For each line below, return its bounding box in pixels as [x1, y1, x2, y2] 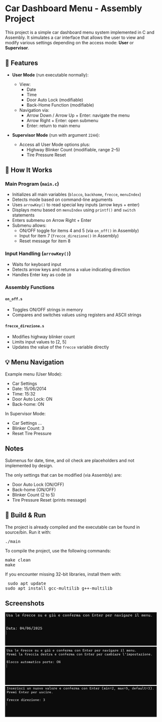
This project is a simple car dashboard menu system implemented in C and [5, 29, 154, 35]
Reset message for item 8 [19, 238, 71, 244]
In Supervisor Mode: [5, 411, 46, 416]
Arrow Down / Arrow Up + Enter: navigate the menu [26, 112, 130, 118]
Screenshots [5, 599, 45, 607]
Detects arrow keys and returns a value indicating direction [12, 266, 130, 272]
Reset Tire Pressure [12, 430, 52, 436]
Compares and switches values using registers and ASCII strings [12, 312, 142, 318]
